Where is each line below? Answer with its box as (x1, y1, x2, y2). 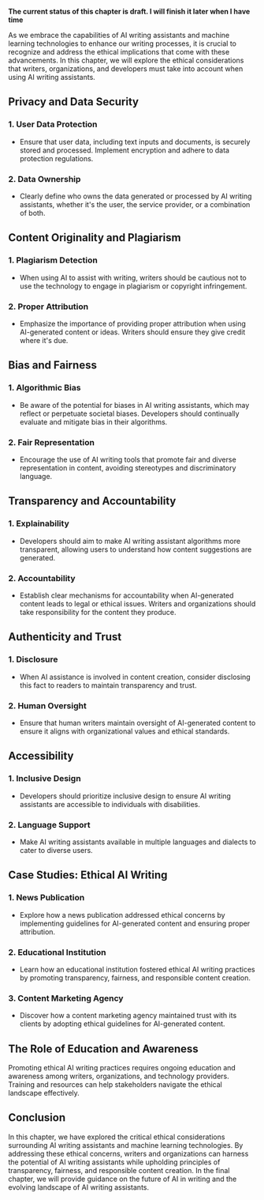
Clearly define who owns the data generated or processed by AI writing (19, 191, 252, 201)
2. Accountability (8, 572, 76, 583)
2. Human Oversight (8, 700, 87, 711)
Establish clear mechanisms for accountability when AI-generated (19, 591, 234, 600)
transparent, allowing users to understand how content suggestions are (19, 545, 252, 554)
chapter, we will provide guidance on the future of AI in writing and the (8, 1174, 237, 1183)
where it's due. (19, 335, 69, 345)
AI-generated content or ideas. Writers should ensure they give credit (19, 327, 246, 337)
